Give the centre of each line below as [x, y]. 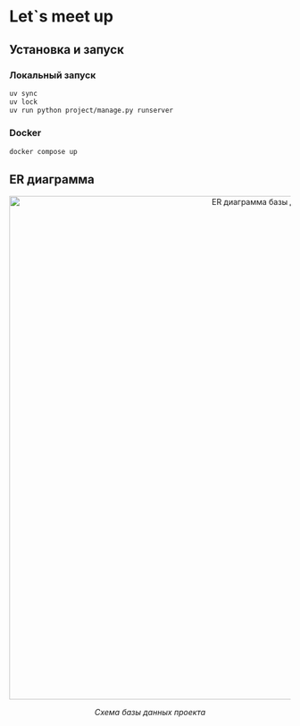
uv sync [24, 93]
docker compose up [43, 151]
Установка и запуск [67, 50]
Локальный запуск [53, 75]
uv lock [24, 102]
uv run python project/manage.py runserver [92, 110]
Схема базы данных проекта [150, 713]
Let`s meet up [62, 17]
